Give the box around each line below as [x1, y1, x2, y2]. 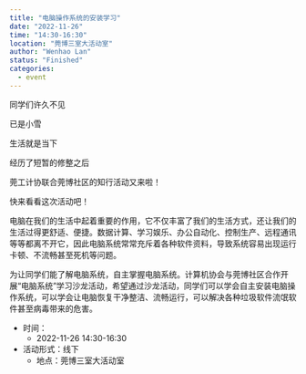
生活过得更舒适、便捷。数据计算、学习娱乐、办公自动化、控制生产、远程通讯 [9, 226, 297, 237]
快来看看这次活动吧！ [9, 195, 89, 206]
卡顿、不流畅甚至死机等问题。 [9, 249, 121, 260]
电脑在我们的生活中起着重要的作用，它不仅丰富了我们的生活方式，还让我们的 [9, 215, 297, 226]
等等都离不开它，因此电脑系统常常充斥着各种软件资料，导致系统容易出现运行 [9, 238, 297, 249]
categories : [9, 65, 55, 74]
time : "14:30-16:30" [9, 30, 88, 39]
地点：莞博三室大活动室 [36, 355, 125, 366]
